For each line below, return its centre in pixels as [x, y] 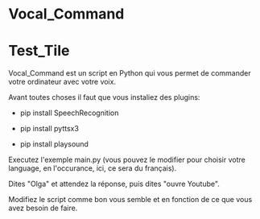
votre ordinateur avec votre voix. [62, 82]
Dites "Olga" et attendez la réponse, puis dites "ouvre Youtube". [114, 184]
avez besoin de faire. [43, 208]
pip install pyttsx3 [49, 129]
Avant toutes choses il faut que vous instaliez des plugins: [104, 97]
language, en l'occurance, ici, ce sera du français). [93, 168]
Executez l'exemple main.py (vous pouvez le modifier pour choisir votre [127, 160]
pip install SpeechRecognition [69, 113]
